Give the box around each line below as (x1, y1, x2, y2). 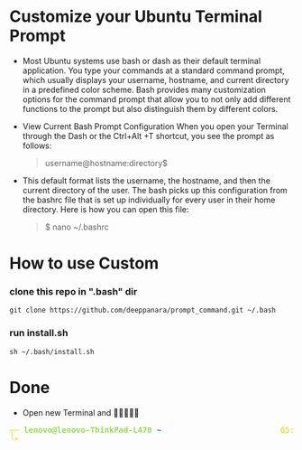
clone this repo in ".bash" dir (9, 286, 138, 298)
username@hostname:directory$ (44, 157, 169, 168)
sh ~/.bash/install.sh (9, 347, 95, 356)
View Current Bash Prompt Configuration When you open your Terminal (22, 120, 288, 132)
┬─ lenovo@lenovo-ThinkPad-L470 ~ (9, 425, 162, 435)
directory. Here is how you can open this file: (22, 203, 189, 214)
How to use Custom (9, 253, 160, 274)
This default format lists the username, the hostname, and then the (22, 174, 270, 186)
